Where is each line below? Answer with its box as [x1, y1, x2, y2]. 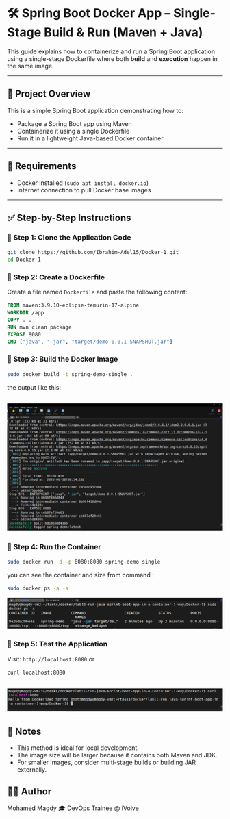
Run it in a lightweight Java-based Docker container [16, 134, 164, 142]
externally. [16, 766, 47, 774]
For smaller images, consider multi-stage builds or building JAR [16, 758, 196, 767]
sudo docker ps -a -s [7, 585, 69, 592]
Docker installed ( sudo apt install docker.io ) [16, 179, 149, 187]
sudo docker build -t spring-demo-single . [7, 370, 133, 377]
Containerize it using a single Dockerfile [16, 127, 130, 135]
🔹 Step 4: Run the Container [7, 542, 101, 551]
